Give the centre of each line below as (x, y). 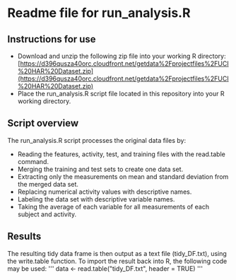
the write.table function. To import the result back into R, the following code (117, 261)
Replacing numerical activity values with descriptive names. (105, 192)
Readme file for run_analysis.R (99, 13)
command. (33, 161)
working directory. (44, 101)
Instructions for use (52, 39)
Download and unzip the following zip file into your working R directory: (122, 56)
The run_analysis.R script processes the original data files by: (96, 140)
